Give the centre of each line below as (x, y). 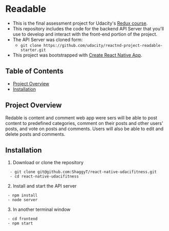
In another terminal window (41, 209)
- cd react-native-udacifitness (45, 176)
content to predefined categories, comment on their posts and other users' (84, 123)
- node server (23, 200)
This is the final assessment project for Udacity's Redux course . (80, 23)
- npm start (20, 224)
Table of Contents (35, 71)
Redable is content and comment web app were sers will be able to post (81, 118)
